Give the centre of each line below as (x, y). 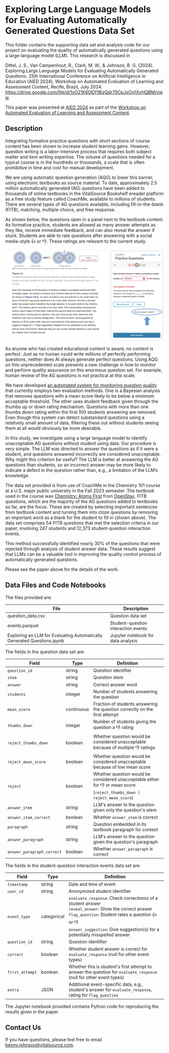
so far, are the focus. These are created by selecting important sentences (81, 507)
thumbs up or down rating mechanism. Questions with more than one (77, 406)
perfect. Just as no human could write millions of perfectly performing (78, 354)
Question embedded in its (120, 824)
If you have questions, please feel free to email (54, 1040)
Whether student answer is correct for (108, 949)
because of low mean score (122, 767)
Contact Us (23, 1027)
